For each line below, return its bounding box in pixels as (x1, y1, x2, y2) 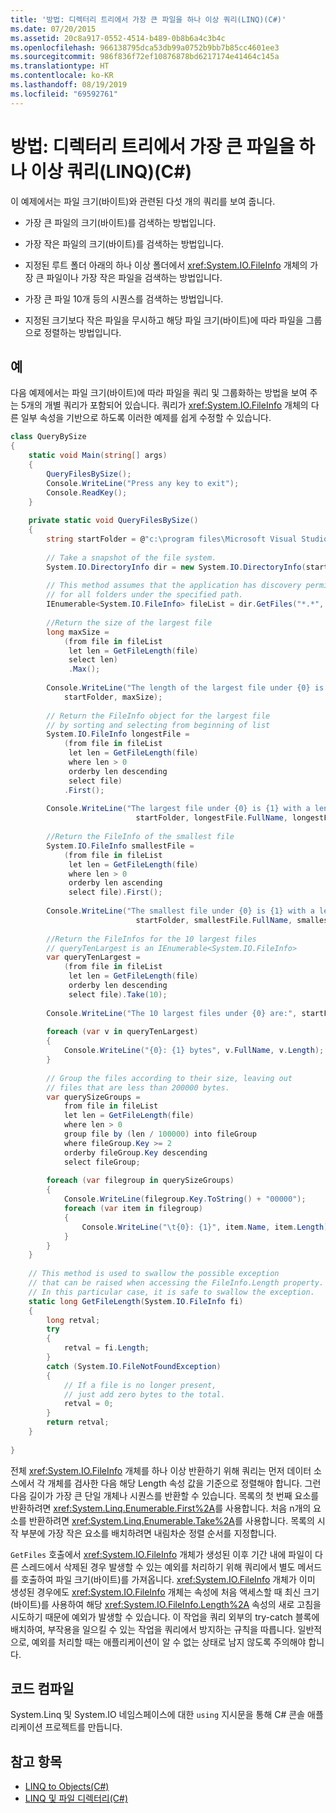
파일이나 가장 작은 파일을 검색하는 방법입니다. (46, 271, 223, 283)
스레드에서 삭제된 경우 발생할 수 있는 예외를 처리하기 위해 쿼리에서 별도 (20, 1561, 296, 1573)
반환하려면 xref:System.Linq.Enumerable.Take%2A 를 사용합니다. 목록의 (28, 1514, 315, 1526)
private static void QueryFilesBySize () (28, 516, 199, 526)
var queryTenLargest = (46, 952, 141, 963)
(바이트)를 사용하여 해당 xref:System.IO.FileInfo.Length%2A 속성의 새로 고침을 (10, 1598, 322, 1610)
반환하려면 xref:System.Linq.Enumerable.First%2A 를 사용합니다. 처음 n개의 (10, 1502, 312, 1514)
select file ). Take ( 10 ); (68, 989, 168, 1000)
